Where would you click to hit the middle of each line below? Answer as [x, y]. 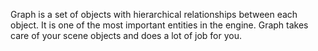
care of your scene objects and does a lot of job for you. [126, 35]
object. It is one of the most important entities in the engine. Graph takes [159, 25]
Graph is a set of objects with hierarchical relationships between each [154, 14]
